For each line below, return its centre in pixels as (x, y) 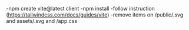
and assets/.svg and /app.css (42, 21)
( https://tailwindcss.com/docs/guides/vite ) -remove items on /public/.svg (95, 15)
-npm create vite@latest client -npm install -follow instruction (80, 9)
